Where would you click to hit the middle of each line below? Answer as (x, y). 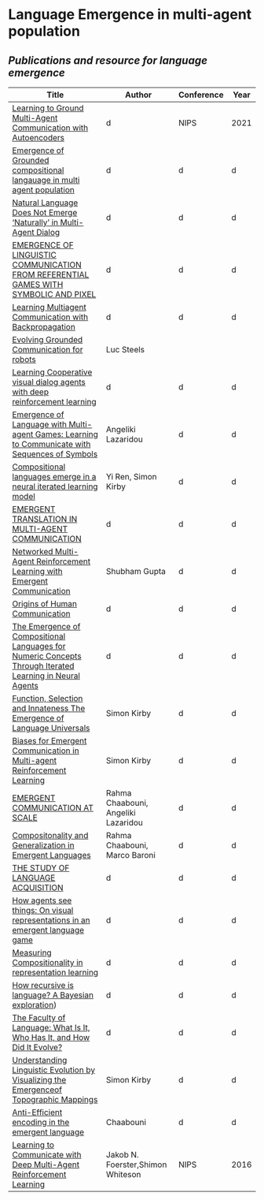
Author (138, 95)
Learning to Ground (48, 108)
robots (24, 359)
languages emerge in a (54, 477)
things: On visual (43, 910)
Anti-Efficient (37, 1112)
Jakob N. (122, 1155)
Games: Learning (66, 434)
